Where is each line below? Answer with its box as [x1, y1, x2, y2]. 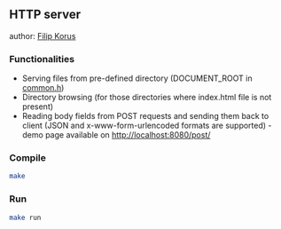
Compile [9, 152, 46, 164]
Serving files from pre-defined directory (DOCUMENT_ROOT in [21, 73, 253, 83]
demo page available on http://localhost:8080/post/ [21, 130, 211, 140]
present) [21, 101, 54, 112]
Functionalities [9, 52, 75, 65]
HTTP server [9, 7, 82, 22]
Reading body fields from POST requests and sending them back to [21, 111, 269, 122]
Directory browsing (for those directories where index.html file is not [21, 92, 272, 103]
